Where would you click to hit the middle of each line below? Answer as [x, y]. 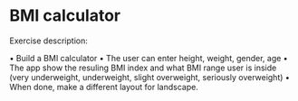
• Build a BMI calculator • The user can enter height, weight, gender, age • [149, 58]
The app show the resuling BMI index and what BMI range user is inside [143, 68]
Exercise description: [48, 41]
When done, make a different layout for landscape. [104, 87]
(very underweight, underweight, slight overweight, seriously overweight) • [149, 77]
